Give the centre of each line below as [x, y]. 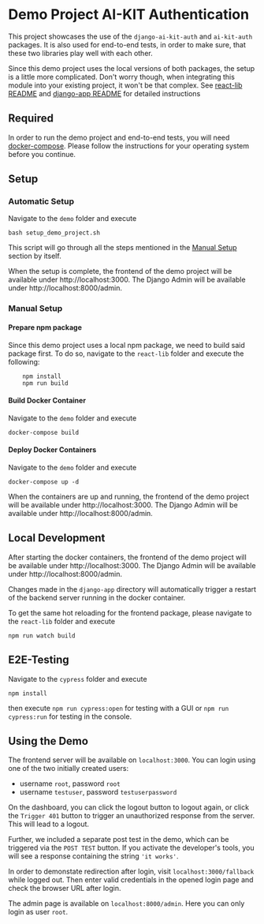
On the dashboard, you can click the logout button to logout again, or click [129, 807]
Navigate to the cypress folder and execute [78, 679]
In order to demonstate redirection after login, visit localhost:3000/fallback [131, 872]
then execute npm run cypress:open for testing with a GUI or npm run [119, 708]
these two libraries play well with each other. [80, 53]
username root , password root [70, 784]
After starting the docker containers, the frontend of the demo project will [127, 557]
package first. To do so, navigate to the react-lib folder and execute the [126, 354]
